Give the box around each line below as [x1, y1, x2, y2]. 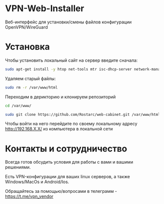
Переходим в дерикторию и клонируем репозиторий [5, 93, 116, 100]
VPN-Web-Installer [5, 3, 84, 14]
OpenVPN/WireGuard [5, 24, 48, 30]
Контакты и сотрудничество [5, 143, 127, 154]
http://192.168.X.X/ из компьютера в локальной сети [5, 126, 113, 132]
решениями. [5, 164, 31, 170]
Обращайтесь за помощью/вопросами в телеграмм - [5, 188, 117, 194]
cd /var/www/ [5, 103, 32, 108]
